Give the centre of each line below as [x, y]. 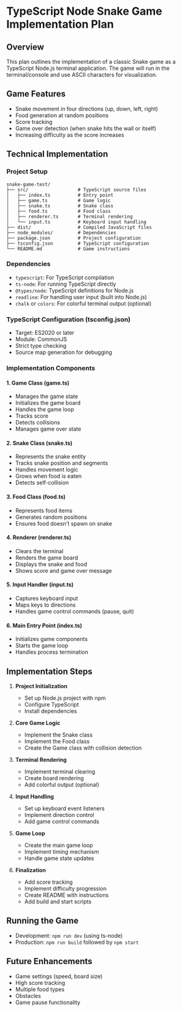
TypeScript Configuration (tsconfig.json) [68, 319]
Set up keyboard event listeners [65, 808]
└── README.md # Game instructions [68, 249]
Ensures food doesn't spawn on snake [63, 523]
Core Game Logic [38, 723]
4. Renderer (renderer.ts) [39, 537]
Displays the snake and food [51, 564]
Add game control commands [62, 822]
